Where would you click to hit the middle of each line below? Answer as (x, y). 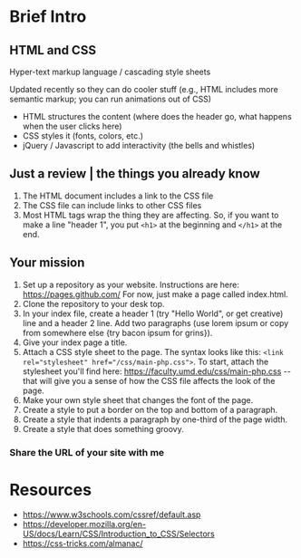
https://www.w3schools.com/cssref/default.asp (112, 515)
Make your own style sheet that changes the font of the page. (138, 399)
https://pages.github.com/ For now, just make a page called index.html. (155, 294)
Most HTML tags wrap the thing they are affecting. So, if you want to (150, 215)
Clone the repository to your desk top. (93, 303)
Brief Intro (48, 17)
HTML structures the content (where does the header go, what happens (157, 116)
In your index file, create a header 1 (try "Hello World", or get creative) (153, 313)
